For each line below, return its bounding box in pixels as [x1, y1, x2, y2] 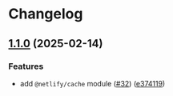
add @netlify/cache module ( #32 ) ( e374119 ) [19, 78, 166, 88]
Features [8, 61, 44, 72]
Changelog [8, 5, 83, 23]
